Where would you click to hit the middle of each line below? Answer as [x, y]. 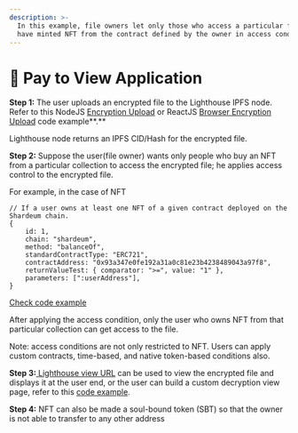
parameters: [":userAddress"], [83, 278]
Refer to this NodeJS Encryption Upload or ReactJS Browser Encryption [141, 112]
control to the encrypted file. [61, 175]
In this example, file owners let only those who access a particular [150, 26]
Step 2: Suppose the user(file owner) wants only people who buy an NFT [143, 156]
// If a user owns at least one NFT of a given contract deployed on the [149, 208]
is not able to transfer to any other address [87, 419]
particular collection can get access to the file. [94, 329]
